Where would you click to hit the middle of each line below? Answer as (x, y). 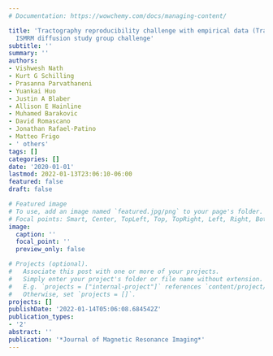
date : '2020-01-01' (41, 167)
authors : (23, 61)
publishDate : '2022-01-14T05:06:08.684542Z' (85, 310)
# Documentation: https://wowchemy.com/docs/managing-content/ (118, 16)
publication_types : (41, 317)
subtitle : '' (30, 46)
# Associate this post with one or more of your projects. (114, 271)
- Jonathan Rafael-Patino (52, 129)
